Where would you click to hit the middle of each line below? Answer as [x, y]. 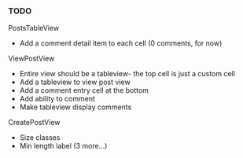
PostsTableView [34, 28]
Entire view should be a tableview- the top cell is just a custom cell [127, 74]
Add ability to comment [57, 99]
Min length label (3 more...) [63, 146]
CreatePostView [34, 123]
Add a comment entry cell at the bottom [84, 90]
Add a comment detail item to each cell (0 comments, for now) [121, 43]
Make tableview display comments [75, 107]
